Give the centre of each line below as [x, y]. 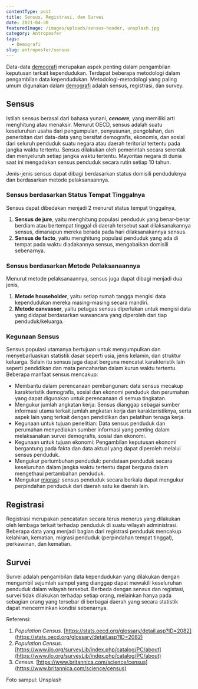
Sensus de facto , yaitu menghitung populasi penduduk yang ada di [96, 238]
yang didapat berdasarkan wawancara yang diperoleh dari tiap [91, 315]
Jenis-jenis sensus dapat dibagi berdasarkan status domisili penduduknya [96, 173]
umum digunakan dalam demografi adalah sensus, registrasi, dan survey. [95, 85]
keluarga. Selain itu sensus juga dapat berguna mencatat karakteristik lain [96, 362]
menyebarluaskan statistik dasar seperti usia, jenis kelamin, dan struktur [94, 356]
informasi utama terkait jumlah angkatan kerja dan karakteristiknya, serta [103, 411]
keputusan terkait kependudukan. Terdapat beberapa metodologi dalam [93, 73]
